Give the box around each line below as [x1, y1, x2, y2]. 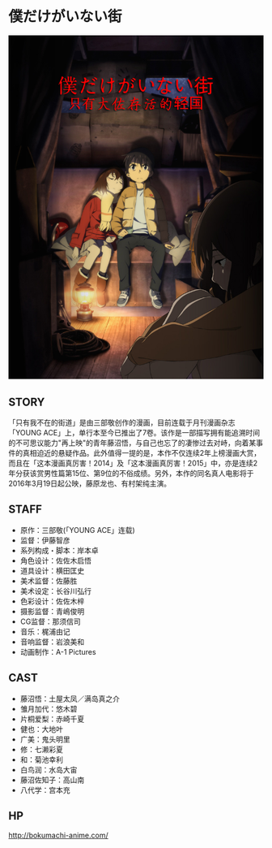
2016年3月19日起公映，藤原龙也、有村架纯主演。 [8, 478, 172, 488]
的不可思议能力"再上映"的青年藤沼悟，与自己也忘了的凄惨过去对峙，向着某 [8, 438, 257, 448]
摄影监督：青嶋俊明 [19, 606, 85, 616]
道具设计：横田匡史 [19, 565, 85, 575]
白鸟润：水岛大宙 [19, 764, 78, 774]
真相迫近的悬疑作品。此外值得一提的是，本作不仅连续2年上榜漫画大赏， [22, 448, 261, 458]
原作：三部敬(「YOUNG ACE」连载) [19, 525, 135, 534]
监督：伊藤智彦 [19, 535, 70, 545]
